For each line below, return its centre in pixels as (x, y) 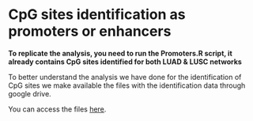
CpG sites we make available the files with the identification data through (127, 85)
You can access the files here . (57, 109)
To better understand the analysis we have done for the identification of (125, 77)
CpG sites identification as (97, 15)
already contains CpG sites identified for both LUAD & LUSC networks (125, 62)
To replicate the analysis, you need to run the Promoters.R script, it (121, 53)
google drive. (30, 93)
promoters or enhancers (90, 31)
